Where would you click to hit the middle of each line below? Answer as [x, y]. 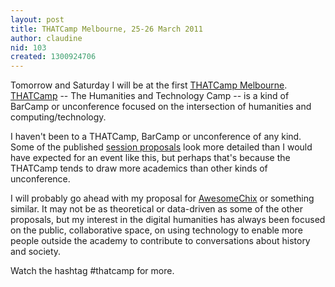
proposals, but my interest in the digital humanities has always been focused [168, 220]
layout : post [37, 19]
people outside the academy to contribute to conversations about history [160, 241]
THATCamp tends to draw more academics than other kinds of [139, 168]
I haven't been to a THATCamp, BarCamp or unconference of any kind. [156, 137]
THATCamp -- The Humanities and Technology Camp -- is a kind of [150, 96]
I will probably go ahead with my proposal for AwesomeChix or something [162, 198]
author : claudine [46, 38]
